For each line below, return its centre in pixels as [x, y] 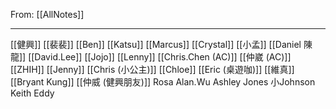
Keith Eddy [32, 93]
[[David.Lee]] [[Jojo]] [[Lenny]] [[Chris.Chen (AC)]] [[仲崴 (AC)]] [160, 57]
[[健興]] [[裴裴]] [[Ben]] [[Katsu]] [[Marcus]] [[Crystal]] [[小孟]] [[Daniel [156, 44]
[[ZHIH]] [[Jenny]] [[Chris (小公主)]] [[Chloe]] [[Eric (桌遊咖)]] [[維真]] [152, 69]
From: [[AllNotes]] [47, 14]
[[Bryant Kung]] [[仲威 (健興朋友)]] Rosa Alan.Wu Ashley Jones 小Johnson [163, 82]
